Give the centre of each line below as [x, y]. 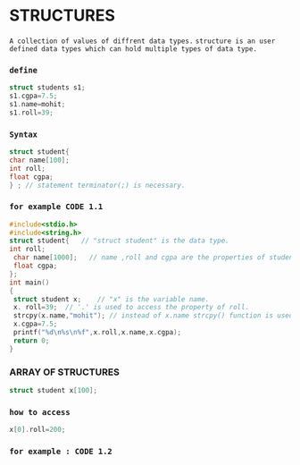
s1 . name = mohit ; [37, 104]
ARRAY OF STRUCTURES [65, 372]
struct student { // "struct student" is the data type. [119, 241]
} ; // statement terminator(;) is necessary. [97, 185]
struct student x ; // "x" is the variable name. [111, 299]
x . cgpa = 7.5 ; [35, 324]
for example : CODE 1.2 [61, 451]
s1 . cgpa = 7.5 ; [33, 96]
